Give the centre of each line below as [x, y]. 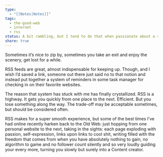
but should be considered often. [37, 109]
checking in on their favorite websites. [43, 85]
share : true [17, 41]
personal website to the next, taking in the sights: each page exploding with [81, 129]
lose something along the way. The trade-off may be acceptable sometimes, [81, 104]
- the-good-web [25, 23]
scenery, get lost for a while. [33, 60]
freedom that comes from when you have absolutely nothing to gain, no [76, 139]
